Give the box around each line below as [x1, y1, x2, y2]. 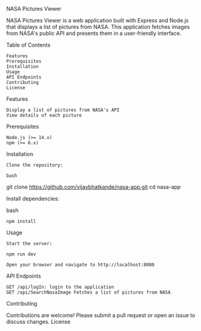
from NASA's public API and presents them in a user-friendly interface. [6, 30, 182, 37]
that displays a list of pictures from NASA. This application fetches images [6, 24, 190, 30]
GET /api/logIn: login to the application [6, 284, 114, 290]
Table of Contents [6, 42, 51, 48]
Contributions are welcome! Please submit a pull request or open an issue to [6, 312, 196, 319]
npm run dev [6, 251, 36, 257]
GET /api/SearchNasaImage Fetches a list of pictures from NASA [6, 289, 171, 295]
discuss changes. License [6, 318, 71, 325]
